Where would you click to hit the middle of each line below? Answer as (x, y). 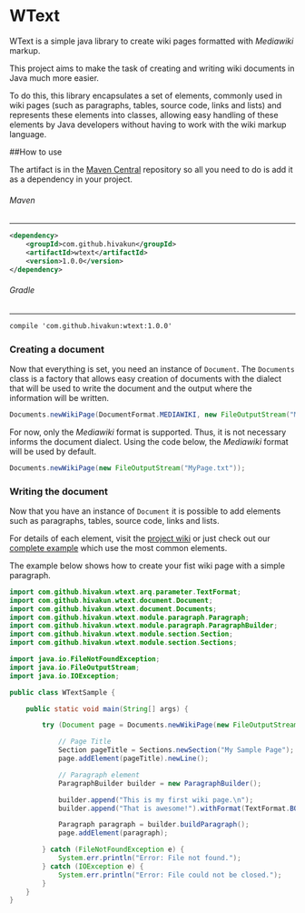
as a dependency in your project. (71, 179)
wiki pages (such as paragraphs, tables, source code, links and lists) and (146, 105)
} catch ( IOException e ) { (93, 866)
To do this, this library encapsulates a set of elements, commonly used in (146, 95)
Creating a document (57, 349)
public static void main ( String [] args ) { (107, 709)
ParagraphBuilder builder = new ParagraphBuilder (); (159, 783)
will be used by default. (53, 451)
